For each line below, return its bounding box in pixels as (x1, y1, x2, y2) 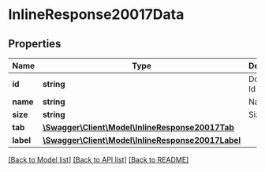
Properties (8, 37, 62, 50)
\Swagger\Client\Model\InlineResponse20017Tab (42, 122, 234, 133)
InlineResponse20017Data (8, 6, 185, 24)
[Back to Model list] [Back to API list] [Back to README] (8, 155, 189, 164)
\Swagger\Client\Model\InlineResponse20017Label (42, 135, 241, 145)
